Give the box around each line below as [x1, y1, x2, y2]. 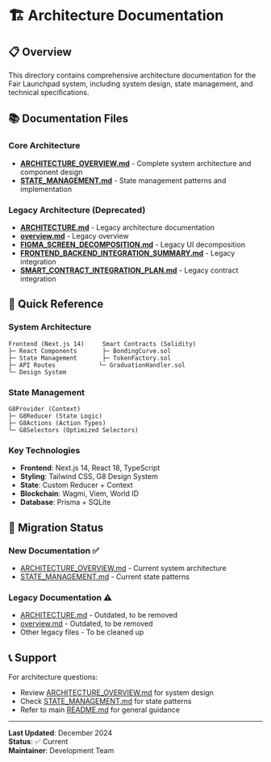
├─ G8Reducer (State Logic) [8, 412, 103, 420]
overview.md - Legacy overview [19, 231, 129, 240]
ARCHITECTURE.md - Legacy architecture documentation [19, 223, 215, 232]
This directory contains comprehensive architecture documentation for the [8, 70, 256, 80]
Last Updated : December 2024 [8, 728, 113, 738]
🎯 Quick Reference [8, 298, 104, 311]
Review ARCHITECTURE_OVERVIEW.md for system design [19, 688, 214, 697]
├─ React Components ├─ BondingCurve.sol [8, 347, 172, 355]
